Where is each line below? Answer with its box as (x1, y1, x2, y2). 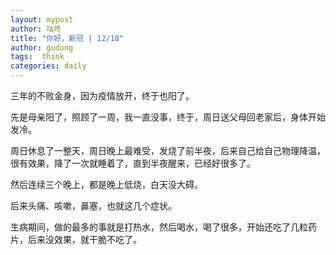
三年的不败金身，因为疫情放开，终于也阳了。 (10, 90, 195, 101)
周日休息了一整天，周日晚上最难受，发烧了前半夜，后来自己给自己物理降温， (10, 145, 326, 156)
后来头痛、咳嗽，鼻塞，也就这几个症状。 (10, 200, 177, 211)
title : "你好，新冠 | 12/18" (10, 33, 125, 43)
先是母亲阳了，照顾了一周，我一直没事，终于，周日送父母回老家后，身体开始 (10, 111, 326, 123)
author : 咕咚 (10, 24, 62, 34)
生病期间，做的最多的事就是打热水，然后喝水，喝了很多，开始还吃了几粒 (10, 221, 308, 233)
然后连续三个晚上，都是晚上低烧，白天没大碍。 (10, 179, 203, 190)
